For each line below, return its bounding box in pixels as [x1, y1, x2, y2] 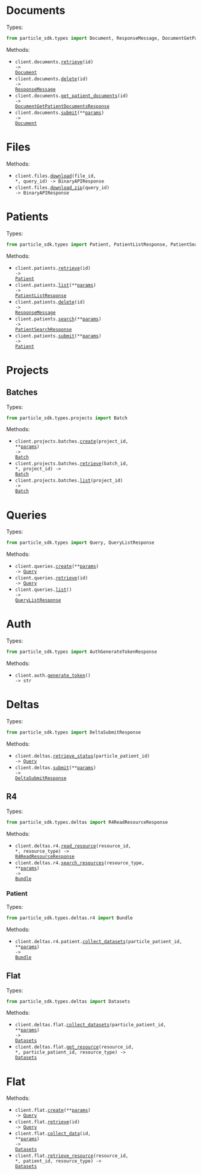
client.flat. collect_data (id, [14, 1130, 91, 1137]
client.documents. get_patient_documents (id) [14, 93, 129, 99]
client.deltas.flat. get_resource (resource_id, [14, 1044, 134, 1050]
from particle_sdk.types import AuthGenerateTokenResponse [6, 649, 158, 655]
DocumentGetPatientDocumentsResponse [14, 103, 110, 109]
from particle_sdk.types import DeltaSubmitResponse [6, 729, 141, 735]
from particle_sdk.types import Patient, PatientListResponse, [6, 242, 168, 248]
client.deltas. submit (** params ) [14, 764, 96, 771]
